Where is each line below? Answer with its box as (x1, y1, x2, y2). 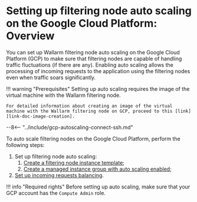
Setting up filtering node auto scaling (6, 4, 192, 18)
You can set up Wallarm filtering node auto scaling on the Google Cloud (6, 48, 180, 56)
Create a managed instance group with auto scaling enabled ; (23, 165, 172, 172)
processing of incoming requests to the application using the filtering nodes (6, 67, 191, 74)
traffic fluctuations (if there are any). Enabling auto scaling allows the (6, 61, 174, 69)
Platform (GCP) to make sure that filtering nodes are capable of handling (6, 55, 182, 62)
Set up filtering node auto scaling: (14, 152, 97, 160)
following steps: (6, 141, 45, 148)
